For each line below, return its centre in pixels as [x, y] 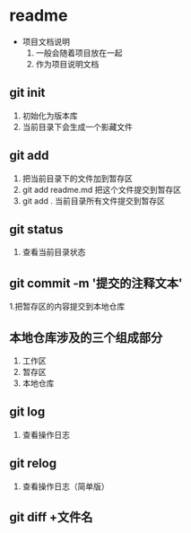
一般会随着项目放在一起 [79, 52]
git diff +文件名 [51, 517]
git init [27, 93]
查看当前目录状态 [54, 252]
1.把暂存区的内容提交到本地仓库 [67, 307]
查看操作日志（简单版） [65, 486]
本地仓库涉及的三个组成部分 [86, 337]
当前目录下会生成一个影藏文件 [77, 127]
